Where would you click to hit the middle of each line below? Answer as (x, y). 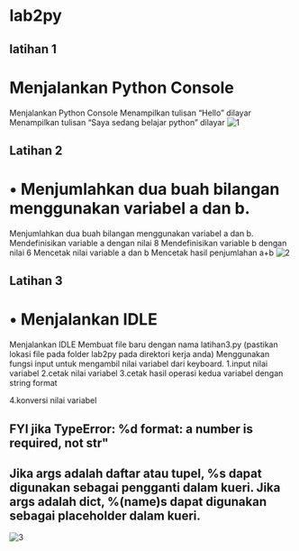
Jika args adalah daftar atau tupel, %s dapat (136, 473)
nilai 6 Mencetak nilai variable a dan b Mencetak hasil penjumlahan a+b (142, 253)
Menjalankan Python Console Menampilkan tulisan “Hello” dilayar (131, 113)
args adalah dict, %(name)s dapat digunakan (138, 501)
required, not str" (59, 443)
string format (33, 383)
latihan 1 (33, 49)
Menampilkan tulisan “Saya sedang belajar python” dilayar (117, 122)
